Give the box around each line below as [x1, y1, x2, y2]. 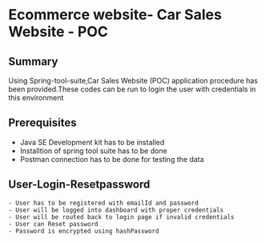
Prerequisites [8, 116, 77, 130]
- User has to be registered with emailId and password [8, 199, 199, 207]
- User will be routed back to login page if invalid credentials [8, 213, 235, 221]
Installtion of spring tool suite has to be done [19, 146, 167, 156]
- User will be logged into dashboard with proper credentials [8, 206, 224, 214]
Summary [8, 55, 58, 68]
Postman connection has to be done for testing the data [19, 154, 204, 164]
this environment [8, 93, 64, 102]
